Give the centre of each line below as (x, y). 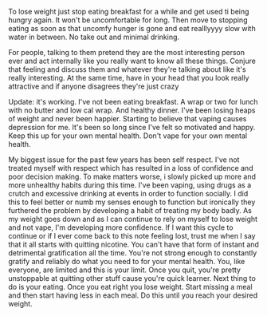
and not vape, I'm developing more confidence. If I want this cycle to (121, 227)
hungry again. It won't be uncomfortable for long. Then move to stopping (128, 20)
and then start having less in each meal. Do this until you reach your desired (133, 295)
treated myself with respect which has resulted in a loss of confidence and (131, 168)
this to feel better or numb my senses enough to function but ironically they (132, 202)
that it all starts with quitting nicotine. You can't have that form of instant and (133, 244)
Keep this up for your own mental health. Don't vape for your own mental (128, 136)
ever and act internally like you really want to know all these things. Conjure (132, 61)
